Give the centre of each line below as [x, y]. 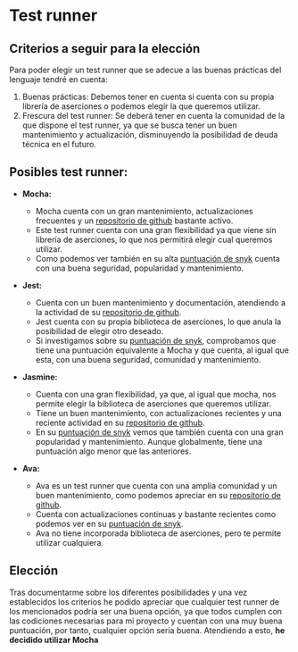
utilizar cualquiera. [70, 542]
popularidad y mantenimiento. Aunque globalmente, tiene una [149, 441]
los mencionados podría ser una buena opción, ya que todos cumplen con [146, 611]
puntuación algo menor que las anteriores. [113, 451]
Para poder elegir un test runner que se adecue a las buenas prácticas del [145, 70]
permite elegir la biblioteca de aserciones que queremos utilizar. [153, 404]
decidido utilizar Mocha [54, 639]
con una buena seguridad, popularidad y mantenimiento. [140, 268]
